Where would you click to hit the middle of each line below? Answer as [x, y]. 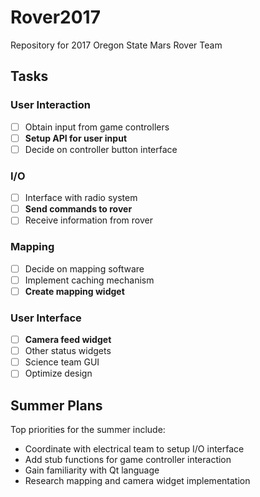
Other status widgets [68, 351]
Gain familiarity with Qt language [92, 470]
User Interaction [50, 105]
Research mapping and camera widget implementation [137, 481]
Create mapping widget [74, 291]
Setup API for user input [76, 138]
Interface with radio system [81, 198]
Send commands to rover [78, 209]
